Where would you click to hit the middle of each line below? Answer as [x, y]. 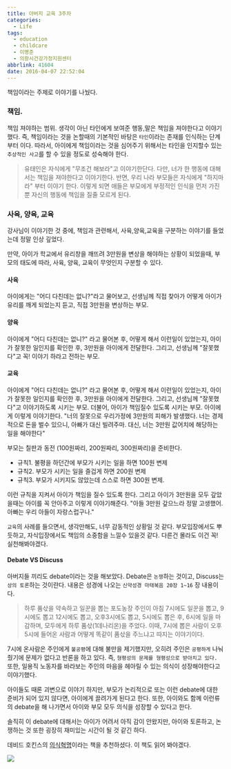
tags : [15, 33]
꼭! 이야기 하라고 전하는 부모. [61, 356]
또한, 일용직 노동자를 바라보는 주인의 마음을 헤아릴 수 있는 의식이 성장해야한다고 [114, 666]
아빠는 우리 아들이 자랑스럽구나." [51, 512]
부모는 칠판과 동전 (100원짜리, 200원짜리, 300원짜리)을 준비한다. [95, 447]
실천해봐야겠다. [28, 544]
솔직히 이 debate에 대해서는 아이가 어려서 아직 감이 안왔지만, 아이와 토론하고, [111, 721]
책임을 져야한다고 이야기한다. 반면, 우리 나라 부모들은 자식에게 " [122, 177]
